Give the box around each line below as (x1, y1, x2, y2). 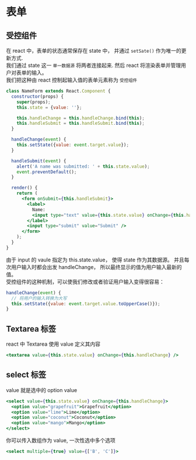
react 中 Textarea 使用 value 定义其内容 (6, 340, 101, 347)
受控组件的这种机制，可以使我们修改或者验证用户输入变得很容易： (6, 278, 164, 285)
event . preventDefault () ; (16, 169, 77, 175)
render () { (11, 185, 38, 191)
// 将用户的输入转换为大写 (11, 295, 67, 301)
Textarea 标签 (6, 323, 57, 334)
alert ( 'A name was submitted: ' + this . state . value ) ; (16, 163, 150, 169)
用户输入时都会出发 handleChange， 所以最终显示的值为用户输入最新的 (10, 263, 182, 270)
